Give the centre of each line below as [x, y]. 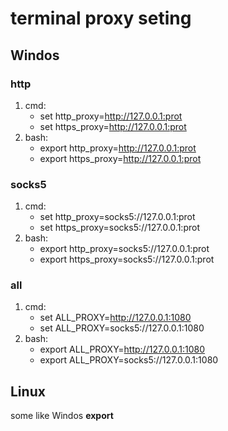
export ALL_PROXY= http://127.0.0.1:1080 [122, 349]
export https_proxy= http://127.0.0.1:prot [120, 158]
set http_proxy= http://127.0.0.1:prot [111, 116]
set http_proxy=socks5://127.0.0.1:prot [117, 217]
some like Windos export [62, 416]
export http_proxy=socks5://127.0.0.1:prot [124, 249]
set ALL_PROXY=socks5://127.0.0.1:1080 [122, 328]
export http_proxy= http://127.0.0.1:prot [118, 148]
